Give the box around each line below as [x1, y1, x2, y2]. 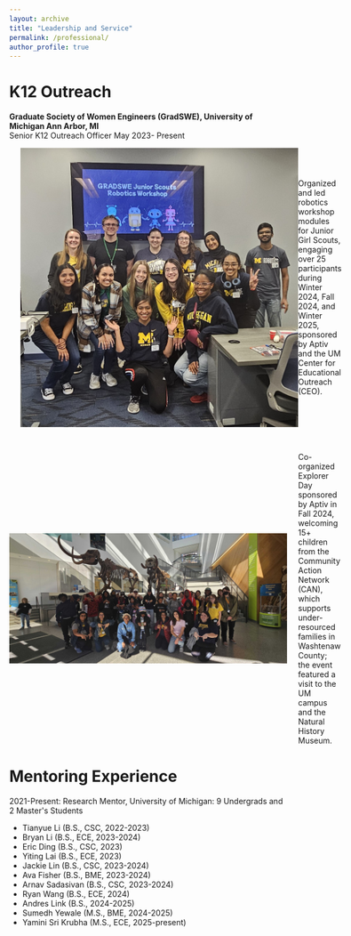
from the [298, 545, 330, 556]
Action [298, 565, 323, 576]
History [298, 725, 325, 736]
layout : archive [9, 14, 69, 23]
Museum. [298, 735, 333, 746]
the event [298, 659, 333, 670]
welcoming [298, 517, 339, 529]
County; [298, 650, 328, 660]
